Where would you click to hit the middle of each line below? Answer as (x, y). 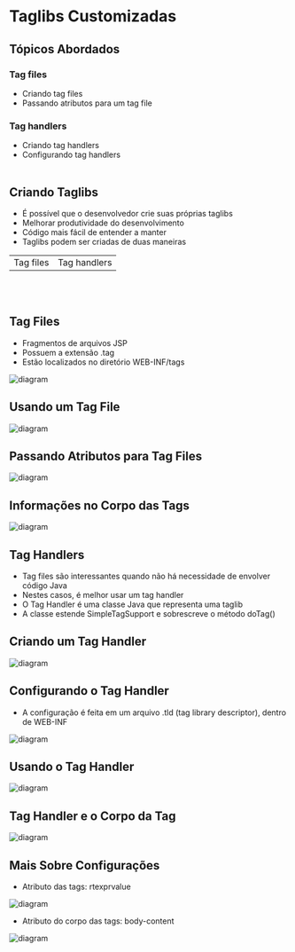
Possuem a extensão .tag (68, 352)
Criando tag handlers (61, 146)
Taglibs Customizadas (93, 16)
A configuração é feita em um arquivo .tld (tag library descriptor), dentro (154, 712)
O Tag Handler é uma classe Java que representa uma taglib (132, 604)
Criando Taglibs (54, 192)
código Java (45, 586)
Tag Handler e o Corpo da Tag (93, 816)
